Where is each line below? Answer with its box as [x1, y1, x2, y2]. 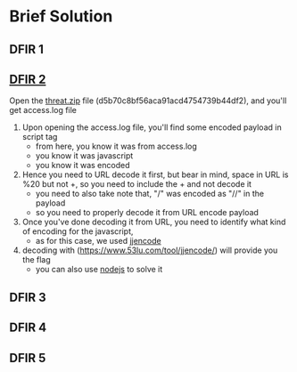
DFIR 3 [9, 289, 46, 304]
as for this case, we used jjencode [35, 236, 162, 247]
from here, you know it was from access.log [35, 141, 198, 152]
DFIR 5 [9, 350, 46, 366]
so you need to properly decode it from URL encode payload [35, 207, 259, 218]
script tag [21, 132, 58, 142]
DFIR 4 [9, 320, 47, 336]
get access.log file [9, 105, 78, 116]
